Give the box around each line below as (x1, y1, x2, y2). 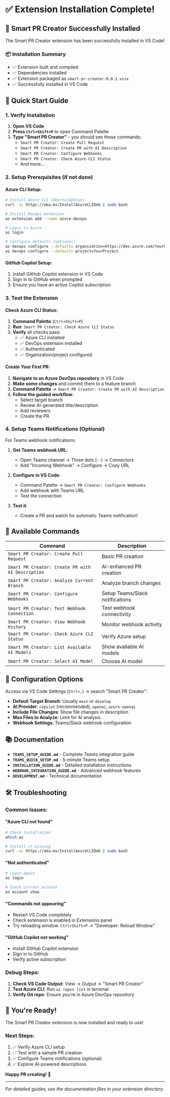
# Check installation (5, 830, 51, 835)
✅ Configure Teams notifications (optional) (12, 1055, 102, 1061)
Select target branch (20, 397, 63, 403)
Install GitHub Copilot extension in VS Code (12, 271, 103, 277)
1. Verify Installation (5, 111, 55, 118)
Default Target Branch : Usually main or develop (12, 698, 111, 704)
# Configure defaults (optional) (5, 239, 76, 245)
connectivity (101, 610, 132, 617)
